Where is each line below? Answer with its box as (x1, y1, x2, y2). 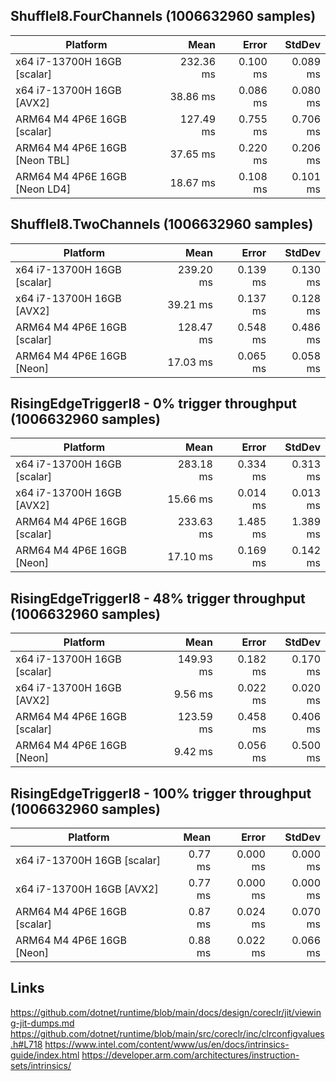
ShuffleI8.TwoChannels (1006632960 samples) (10, 216, 314, 233)
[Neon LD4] (15, 182, 72, 196)
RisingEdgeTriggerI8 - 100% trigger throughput (10, 785, 312, 802)
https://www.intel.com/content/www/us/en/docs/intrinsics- (44, 1038, 290, 1050)
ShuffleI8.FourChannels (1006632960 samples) (10, 8, 317, 25)
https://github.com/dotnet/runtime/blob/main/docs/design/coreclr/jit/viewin (10, 1006, 322, 1018)
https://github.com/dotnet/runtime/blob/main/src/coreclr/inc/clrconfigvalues (10, 1027, 325, 1039)
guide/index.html (10, 1049, 80, 1061)
